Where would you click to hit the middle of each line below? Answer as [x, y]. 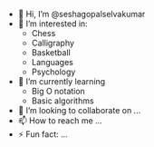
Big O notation [58, 91]
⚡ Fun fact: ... [43, 134]
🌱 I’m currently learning [62, 81]
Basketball [51, 53]
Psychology [53, 72]
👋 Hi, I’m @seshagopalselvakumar [82, 14]
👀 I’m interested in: [53, 24]
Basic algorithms [63, 101]
